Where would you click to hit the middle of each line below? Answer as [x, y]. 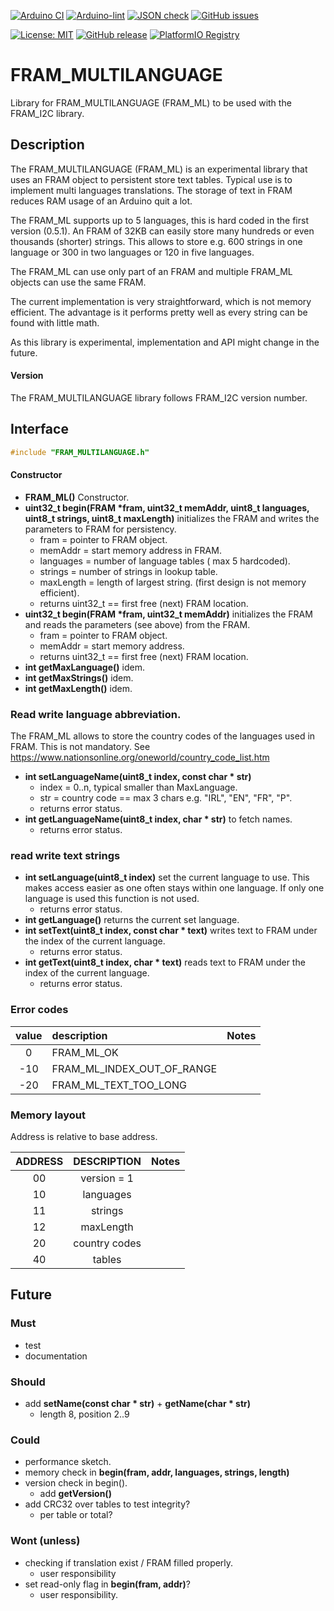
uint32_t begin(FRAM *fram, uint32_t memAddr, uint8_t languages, [167, 507]
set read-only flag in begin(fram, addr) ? [107, 1584]
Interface [39, 429]
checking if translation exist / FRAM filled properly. [129, 1562]
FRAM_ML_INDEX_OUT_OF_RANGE [134, 1068]
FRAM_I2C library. [47, 113]
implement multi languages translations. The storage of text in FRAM [151, 190]
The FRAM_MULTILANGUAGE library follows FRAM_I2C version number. [159, 397]
